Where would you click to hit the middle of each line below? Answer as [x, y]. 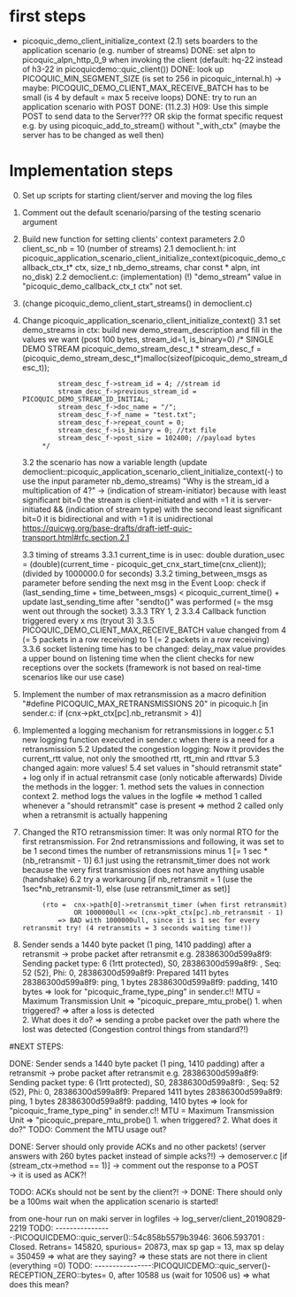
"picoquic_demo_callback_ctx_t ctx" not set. [102, 286]
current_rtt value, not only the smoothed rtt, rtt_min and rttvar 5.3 [141, 758]
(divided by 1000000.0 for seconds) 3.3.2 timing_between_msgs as [144, 573]
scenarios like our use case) [73, 677]
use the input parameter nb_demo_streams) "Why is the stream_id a [145, 481]
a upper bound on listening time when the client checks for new [138, 658]
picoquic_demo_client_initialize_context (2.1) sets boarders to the [140, 41]
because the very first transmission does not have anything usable [143, 869]
